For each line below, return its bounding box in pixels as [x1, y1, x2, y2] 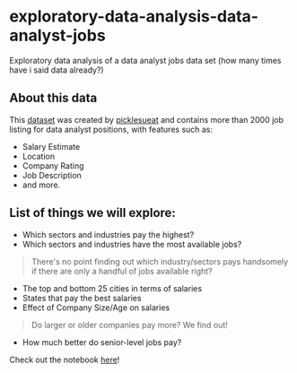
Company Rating [22, 160, 84, 171]
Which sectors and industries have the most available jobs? [22, 239, 242, 249]
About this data [9, 91, 98, 106]
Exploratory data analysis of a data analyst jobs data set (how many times [9, 55, 282, 65]
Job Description [22, 169, 83, 180]
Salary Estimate [22, 141, 81, 152]
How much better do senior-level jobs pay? [22, 336, 182, 347]
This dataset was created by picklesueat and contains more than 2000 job [9, 114, 284, 125]
